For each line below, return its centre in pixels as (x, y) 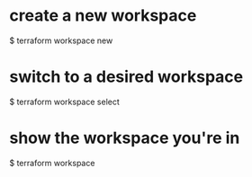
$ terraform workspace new (61, 40)
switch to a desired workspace (126, 77)
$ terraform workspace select (64, 102)
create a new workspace (103, 16)
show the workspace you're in (125, 138)
